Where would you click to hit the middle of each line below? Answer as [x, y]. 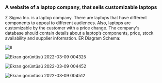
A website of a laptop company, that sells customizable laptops [81, 7]
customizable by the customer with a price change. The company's [72, 28]
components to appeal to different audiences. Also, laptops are [68, 23]
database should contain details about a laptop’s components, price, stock [79, 33]
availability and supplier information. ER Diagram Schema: [63, 38]
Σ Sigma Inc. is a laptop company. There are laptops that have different [76, 18]
